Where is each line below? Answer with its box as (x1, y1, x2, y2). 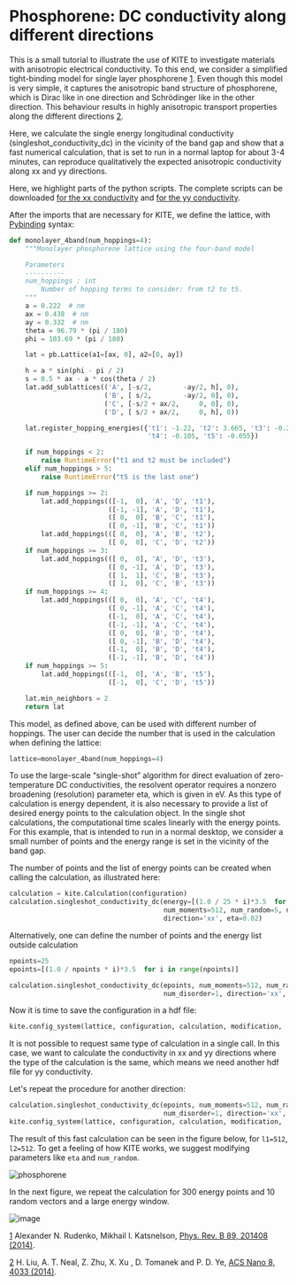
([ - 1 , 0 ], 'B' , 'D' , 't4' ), (107, 645, 216, 654)
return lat (25, 702, 65, 711)
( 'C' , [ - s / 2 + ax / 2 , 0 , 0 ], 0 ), (103, 399, 240, 409)
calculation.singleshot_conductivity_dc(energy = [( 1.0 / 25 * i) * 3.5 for (9, 898, 287, 907)
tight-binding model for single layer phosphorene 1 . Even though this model (9, 73, 284, 83)
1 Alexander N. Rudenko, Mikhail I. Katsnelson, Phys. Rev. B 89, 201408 (9, 1230, 268, 1241)
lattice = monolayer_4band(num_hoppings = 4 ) (9, 754, 164, 763)
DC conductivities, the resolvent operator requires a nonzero (56, 780, 277, 790)
